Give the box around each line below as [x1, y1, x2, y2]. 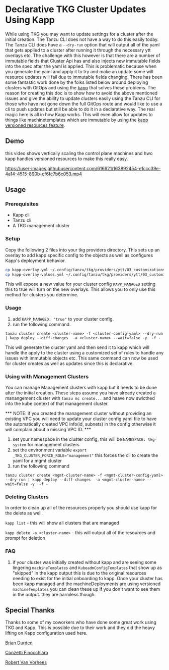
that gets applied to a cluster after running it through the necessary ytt [5, 47, 151, 53]
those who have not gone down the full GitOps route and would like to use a [5, 100, 162, 107]
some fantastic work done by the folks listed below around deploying [5, 79, 148, 85]
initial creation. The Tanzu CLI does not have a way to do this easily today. [5, 36, 159, 42]
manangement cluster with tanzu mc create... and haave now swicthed [5, 395, 155, 401]
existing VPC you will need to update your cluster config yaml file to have [5, 416, 157, 422]
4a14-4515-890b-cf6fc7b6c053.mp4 [5, 171, 82, 177]
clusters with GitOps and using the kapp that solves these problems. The [5, 84, 156, 90]
